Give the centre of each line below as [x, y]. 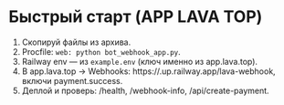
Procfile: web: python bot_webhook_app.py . [101, 51]
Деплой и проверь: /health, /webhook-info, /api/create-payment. [146, 90]
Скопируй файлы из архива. [76, 42]
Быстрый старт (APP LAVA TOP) [136, 17]
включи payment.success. [72, 80]
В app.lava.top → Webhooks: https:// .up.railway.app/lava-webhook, [148, 71]
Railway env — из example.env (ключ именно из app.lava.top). [139, 61]
